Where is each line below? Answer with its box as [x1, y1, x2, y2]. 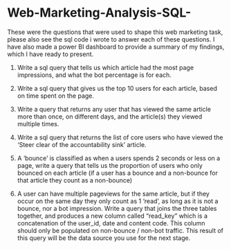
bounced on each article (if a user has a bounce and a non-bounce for [17, 169, 218, 177]
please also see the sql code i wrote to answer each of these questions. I [7, 35, 215, 43]
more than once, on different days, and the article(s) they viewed [17, 112, 203, 121]
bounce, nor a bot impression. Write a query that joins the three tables [17, 204, 217, 212]
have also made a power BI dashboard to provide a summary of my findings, [7, 42, 225, 51]
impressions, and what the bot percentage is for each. [17, 71, 172, 79]
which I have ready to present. [7, 50, 94, 58]
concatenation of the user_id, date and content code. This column [17, 218, 205, 227]
